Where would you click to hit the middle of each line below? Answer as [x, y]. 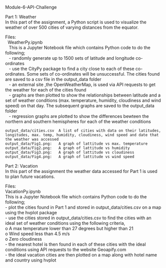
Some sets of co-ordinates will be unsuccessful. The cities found [93, 74]
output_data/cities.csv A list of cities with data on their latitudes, [83, 131]
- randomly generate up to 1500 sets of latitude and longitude [72, 58]
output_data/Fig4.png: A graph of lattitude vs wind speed [70, 157]
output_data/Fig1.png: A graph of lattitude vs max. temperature [77, 144]
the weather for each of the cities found [46, 90]
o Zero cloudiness [24, 239]
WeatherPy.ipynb [25, 42]
